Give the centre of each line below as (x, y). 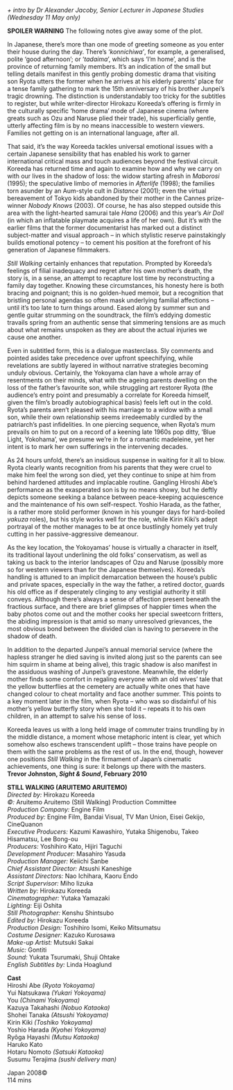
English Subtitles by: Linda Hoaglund (60, 965)
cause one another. (35, 337)
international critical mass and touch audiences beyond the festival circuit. (113, 161)
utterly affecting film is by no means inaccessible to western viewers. (106, 125)
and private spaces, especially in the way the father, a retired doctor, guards (116, 584)
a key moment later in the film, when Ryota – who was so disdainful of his (112, 701)
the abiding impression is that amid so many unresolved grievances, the (110, 621)
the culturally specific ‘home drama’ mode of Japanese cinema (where (108, 111)
